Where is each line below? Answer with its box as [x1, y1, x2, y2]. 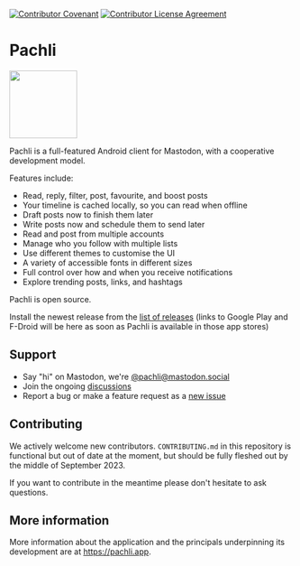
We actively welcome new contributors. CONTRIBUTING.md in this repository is [9, 441, 291, 451]
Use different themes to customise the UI [22, 247, 176, 258]
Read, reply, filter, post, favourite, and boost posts [22, 190, 209, 200]
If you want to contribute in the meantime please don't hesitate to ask [9, 477, 268, 487]
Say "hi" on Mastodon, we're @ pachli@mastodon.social [22, 371, 230, 382]
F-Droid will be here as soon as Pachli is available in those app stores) [9, 320, 269, 331]
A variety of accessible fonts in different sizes [22, 257, 193, 268]
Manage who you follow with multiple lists [22, 237, 178, 248]
